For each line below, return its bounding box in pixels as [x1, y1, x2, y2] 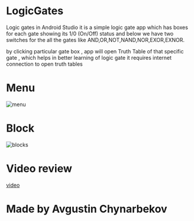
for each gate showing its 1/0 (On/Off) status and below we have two [6, 30, 174, 37]
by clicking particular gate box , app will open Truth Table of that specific [6, 47, 184, 55]
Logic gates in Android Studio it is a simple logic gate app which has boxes [6, 24, 188, 31]
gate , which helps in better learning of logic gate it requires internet [6, 54, 172, 61]
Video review [6, 162, 72, 175]
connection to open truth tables [6, 60, 83, 68]
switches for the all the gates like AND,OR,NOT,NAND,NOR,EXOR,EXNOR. [6, 36, 185, 43]
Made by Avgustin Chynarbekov [6, 202, 167, 216]
